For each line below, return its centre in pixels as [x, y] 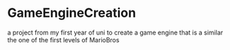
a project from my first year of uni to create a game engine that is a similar [115, 32]
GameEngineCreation [72, 13]
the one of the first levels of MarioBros [63, 39]
